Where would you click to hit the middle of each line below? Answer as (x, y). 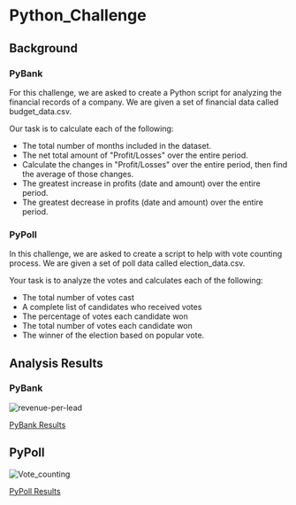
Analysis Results (56, 363)
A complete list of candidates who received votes (112, 307)
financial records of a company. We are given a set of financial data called (144, 102)
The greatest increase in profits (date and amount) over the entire (141, 183)
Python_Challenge (78, 16)
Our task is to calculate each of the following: (91, 128)
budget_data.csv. (41, 111)
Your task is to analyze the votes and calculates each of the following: (136, 281)
